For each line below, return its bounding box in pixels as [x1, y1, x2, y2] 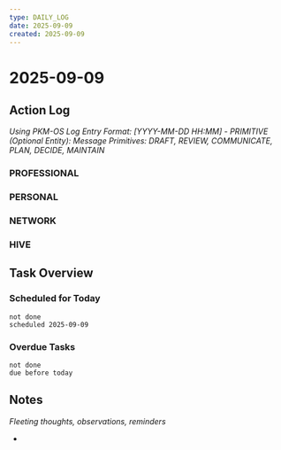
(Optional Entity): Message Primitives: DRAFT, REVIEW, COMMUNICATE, [9, 136, 273, 146]
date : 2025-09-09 [9, 21, 73, 30]
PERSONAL [9, 191, 59, 204]
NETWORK [9, 214, 57, 227]
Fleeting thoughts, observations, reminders [9, 415, 166, 426]
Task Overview [9, 266, 94, 281]
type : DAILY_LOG [9, 12, 69, 22]
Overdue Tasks [9, 340, 76, 353]
